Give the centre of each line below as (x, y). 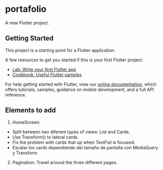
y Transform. (25, 153)
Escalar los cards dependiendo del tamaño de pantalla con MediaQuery (85, 147)
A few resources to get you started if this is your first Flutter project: (74, 60)
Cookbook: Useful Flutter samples (47, 75)
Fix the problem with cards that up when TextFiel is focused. (74, 142)
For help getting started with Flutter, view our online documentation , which (81, 84)
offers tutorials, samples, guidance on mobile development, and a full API (80, 89)
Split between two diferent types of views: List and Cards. (71, 131)
